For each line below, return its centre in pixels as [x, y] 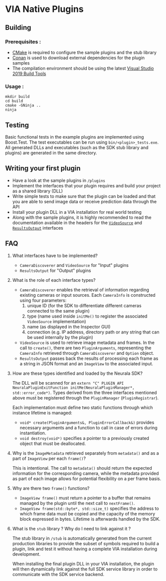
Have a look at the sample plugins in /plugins [59, 180]
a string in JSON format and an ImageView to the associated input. [86, 363]
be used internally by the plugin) [60, 337]
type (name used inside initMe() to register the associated [87, 316]
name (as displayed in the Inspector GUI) [69, 327]
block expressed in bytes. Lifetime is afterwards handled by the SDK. [90, 519]
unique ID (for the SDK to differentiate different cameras [84, 305]
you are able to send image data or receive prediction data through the [84, 201]
